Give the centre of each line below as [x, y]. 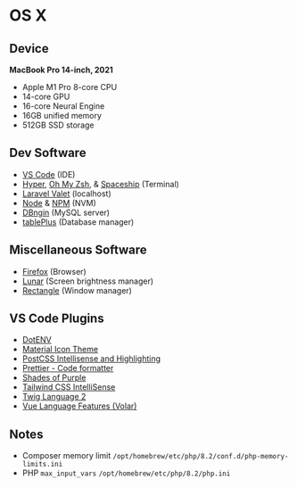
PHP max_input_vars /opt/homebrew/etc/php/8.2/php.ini [126, 473]
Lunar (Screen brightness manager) [88, 281]
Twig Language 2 [54, 397]
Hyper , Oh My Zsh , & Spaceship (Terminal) [101, 184]
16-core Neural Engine [63, 106]
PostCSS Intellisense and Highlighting [91, 359]
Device [29, 49]
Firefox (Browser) [54, 271]
